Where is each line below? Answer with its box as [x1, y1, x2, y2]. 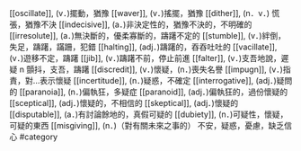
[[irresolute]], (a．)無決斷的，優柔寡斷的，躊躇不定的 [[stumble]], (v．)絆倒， [9, 31, 286, 40]
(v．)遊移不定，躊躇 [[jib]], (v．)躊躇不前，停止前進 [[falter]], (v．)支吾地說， [9, 53, 281, 63]
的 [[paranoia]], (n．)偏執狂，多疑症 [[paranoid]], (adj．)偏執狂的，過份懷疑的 [9, 86, 288, 97]
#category [19, 131, 58, 142]
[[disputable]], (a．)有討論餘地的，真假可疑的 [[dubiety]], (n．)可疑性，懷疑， [9, 109, 288, 120]
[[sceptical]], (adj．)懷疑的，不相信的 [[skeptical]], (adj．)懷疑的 [9, 98, 239, 108]
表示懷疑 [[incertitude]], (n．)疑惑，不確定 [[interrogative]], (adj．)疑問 [40, 75, 293, 85]
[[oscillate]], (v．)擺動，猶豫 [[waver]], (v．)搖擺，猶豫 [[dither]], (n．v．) [9, 8, 270, 18]
